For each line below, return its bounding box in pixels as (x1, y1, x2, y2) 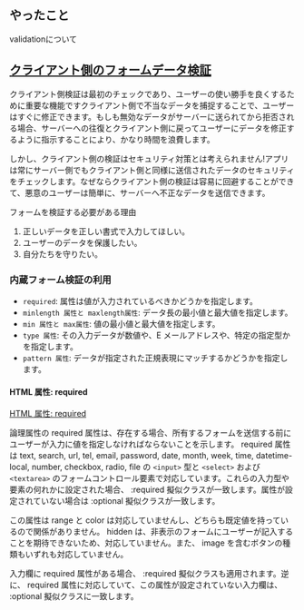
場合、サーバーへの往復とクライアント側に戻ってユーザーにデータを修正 (16, 123, 288, 133)
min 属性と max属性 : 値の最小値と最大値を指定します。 (22, 318, 221, 329)
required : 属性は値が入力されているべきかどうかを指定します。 (22, 295, 259, 306)
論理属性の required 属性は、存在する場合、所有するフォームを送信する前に (9, 428, 292, 438)
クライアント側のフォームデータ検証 (9, 63, 211, 78)
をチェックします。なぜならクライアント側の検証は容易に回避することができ (9, 175, 295, 187)
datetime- (255, 450, 293, 461)
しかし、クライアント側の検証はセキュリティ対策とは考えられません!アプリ (9, 152, 289, 164)
